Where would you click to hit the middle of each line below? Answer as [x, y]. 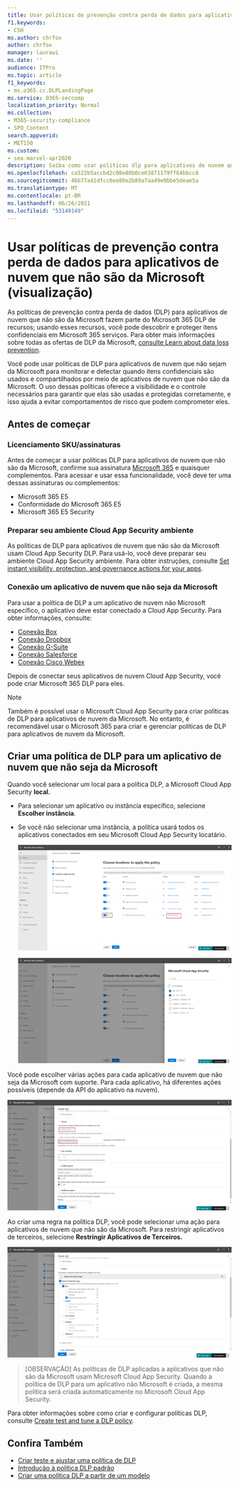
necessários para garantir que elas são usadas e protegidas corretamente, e [119, 394]
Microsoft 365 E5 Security [56, 512]
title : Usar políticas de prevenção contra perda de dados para [105, 15]
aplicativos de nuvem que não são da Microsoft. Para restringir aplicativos [116, 1229]
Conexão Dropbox [44, 639]
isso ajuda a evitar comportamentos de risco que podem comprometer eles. [118, 402]
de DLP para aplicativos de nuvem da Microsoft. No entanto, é [99, 719]
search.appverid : [33, 136]
